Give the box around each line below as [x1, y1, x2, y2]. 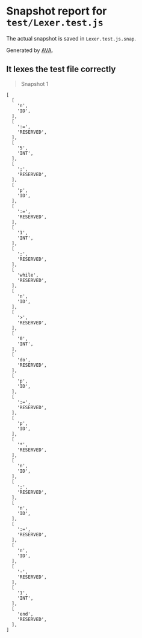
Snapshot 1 [20, 80, 49, 87]
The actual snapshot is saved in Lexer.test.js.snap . [6, 35, 137, 42]
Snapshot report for [6, 4, 107, 18]
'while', [17, 272, 39, 278]
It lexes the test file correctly [6, 64, 116, 74]
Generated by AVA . [6, 47, 54, 54]
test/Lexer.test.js [6, 17, 103, 28]
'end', [17, 611, 34, 617]
